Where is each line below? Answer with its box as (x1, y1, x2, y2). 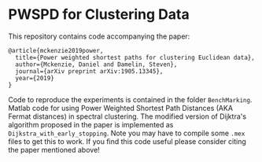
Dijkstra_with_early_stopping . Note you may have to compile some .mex (8, 128, 245, 138)
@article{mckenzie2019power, (8, 46, 104, 54)
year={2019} (15, 74, 55, 82)
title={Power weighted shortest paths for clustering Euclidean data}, (15, 53, 256, 61)
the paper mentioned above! (8, 145, 100, 154)
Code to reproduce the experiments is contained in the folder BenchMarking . (8, 94, 253, 104)
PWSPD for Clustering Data (8, 6, 190, 24)
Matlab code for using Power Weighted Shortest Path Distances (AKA (8, 103, 234, 112)
